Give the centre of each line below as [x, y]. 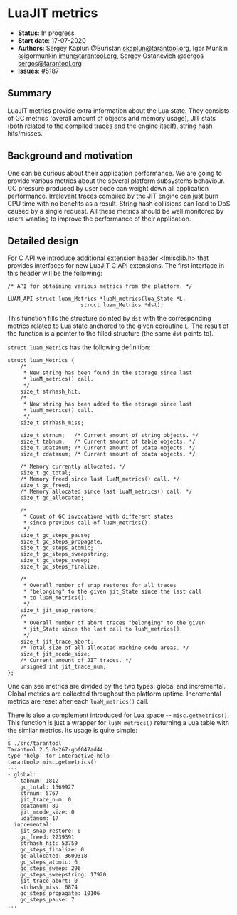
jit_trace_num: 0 [46, 800]
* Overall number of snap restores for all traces [100, 586]
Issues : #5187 [38, 71]
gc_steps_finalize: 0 [52, 850]
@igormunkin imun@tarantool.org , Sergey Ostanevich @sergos [111, 56]
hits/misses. [25, 133]
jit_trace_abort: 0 [49, 881]
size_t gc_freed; [46, 486]
